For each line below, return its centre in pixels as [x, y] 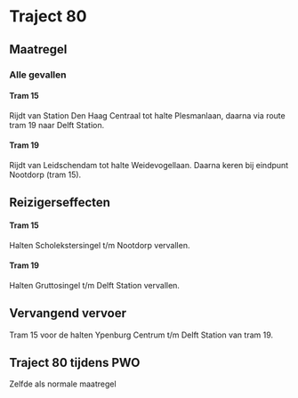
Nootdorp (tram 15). [45, 175]
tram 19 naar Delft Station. [57, 125]
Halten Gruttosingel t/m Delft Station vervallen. [95, 285]
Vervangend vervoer [68, 313]
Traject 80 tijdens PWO [75, 362]
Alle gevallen [38, 75]
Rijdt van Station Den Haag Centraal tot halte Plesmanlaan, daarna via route [148, 115]
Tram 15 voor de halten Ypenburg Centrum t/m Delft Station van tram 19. [141, 335]
